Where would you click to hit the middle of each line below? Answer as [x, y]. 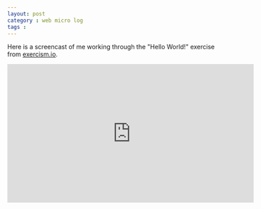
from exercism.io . [33, 54]
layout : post [26, 14]
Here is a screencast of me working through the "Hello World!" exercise [111, 47]
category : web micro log [45, 20]
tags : [17, 27]
